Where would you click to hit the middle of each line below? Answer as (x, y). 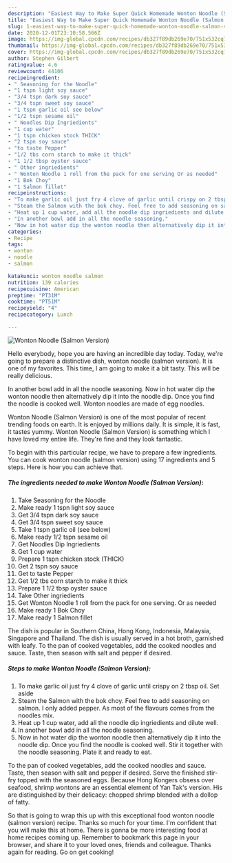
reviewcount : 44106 (36, 71)
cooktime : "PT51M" (34, 302)
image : (17, 39)
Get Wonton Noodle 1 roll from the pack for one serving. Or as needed (117, 603)
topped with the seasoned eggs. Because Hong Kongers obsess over (116, 780)
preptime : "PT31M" (34, 295)
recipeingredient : (34, 78)
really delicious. (30, 375)
